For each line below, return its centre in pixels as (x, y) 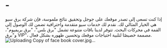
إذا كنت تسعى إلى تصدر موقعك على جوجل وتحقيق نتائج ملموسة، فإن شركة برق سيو (84, 19)
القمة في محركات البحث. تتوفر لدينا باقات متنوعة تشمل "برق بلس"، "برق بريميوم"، (83, 29)
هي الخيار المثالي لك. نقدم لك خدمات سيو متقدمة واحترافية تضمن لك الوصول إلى (81, 24)
